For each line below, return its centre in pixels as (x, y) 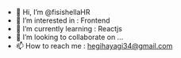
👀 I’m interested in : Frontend (63, 20)
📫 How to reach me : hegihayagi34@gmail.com (94, 46)
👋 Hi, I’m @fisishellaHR (53, 12)
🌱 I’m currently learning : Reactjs (69, 29)
